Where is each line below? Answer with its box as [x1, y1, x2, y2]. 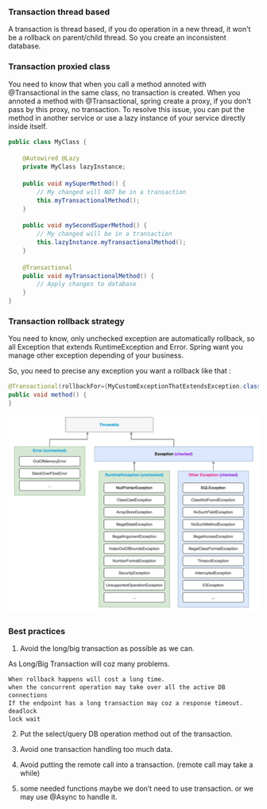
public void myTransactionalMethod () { [22, 272, 155, 280]
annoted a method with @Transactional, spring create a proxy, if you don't [8, 96, 252, 106]
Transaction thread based [8, 6, 110, 17]
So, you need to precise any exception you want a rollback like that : [8, 366, 232, 376]
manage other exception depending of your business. [8, 350, 184, 360]
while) [19, 768, 41, 777]
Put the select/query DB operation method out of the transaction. [19, 729, 233, 738]
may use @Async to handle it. [19, 792, 118, 801]
